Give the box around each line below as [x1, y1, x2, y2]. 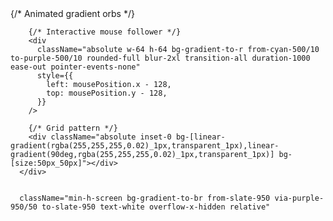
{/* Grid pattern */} [28, 123, 118, 133]
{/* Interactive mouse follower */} [28, 27, 182, 37]
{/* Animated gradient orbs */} [10, 8, 135, 19]
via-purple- [274, 193, 325, 203]
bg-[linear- [175, 132, 226, 142]
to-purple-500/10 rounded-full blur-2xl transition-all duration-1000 [10, 53, 311, 63]
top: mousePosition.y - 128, [46, 88, 168, 98]
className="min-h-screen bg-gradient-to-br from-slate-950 [19, 193, 271, 203]
